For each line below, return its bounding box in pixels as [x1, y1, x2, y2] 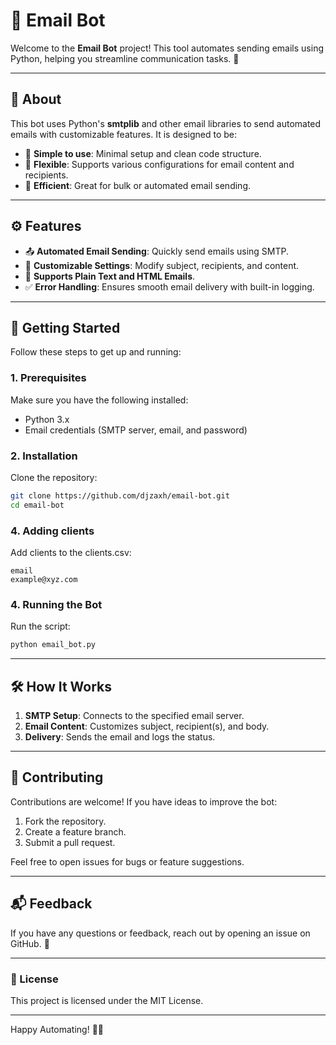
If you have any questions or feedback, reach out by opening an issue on [10, 927, 311, 939]
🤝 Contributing [10, 769, 104, 786]
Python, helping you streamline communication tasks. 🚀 [10, 52, 240, 64]
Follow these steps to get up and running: [10, 346, 182, 358]
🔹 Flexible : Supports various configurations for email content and [24, 158, 295, 170]
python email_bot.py [10, 640, 97, 650]
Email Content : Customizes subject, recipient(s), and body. [24, 720, 270, 732]
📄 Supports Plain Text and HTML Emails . [24, 270, 196, 282]
